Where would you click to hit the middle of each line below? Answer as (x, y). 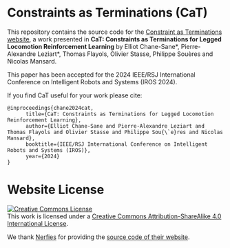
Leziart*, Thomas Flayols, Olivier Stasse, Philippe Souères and (125, 54)
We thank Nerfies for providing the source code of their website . (98, 237)
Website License (56, 190)
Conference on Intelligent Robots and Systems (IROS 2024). (92, 82)
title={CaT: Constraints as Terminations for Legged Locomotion (119, 114)
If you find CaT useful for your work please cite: (75, 95)
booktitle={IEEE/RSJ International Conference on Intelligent (116, 144)
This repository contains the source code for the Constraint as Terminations (115, 32)
